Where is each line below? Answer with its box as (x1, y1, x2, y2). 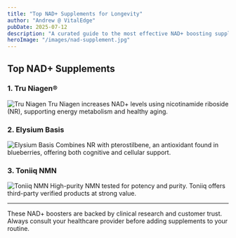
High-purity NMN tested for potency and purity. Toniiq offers (50, 182, 226, 190)
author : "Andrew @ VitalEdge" (7, 17, 96, 24)
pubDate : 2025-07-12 (7, 23, 68, 30)
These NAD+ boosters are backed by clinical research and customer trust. (7, 209, 223, 218)
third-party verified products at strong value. (7, 189, 137, 198)
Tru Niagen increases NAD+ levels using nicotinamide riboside (48, 99, 229, 108)
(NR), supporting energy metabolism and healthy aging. (7, 107, 169, 115)
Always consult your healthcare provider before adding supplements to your (7, 217, 228, 225)
